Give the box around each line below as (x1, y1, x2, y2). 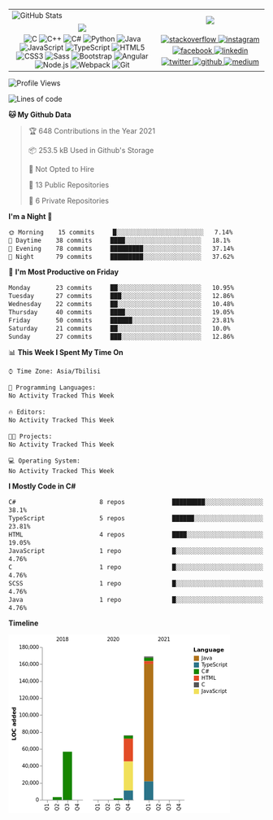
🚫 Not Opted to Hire (28, 164, 95, 173)
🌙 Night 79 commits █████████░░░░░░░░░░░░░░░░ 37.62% (8, 252, 234, 261)
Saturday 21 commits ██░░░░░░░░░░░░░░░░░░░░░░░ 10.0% (8, 324, 231, 332)
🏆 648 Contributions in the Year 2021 (28, 125, 156, 135)
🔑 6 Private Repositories (28, 195, 110, 205)
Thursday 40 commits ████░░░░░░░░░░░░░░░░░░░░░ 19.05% (8, 308, 234, 316)
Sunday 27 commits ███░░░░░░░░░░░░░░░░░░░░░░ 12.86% (8, 332, 234, 340)
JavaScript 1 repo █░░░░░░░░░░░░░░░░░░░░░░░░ (8, 546, 264, 555)
